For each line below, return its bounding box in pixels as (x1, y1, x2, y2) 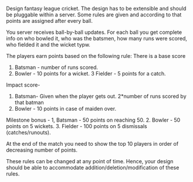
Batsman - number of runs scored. (14, 64, 99, 71)
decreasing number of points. (6, 146, 78, 153)
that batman (14, 99, 44, 106)
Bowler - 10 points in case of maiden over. (14, 105, 116, 112)
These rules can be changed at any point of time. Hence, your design (6, 158, 174, 164)
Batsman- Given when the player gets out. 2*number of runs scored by (14, 93, 187, 99)
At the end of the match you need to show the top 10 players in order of (6, 140, 179, 147)
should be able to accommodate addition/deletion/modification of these (6, 164, 180, 171)
